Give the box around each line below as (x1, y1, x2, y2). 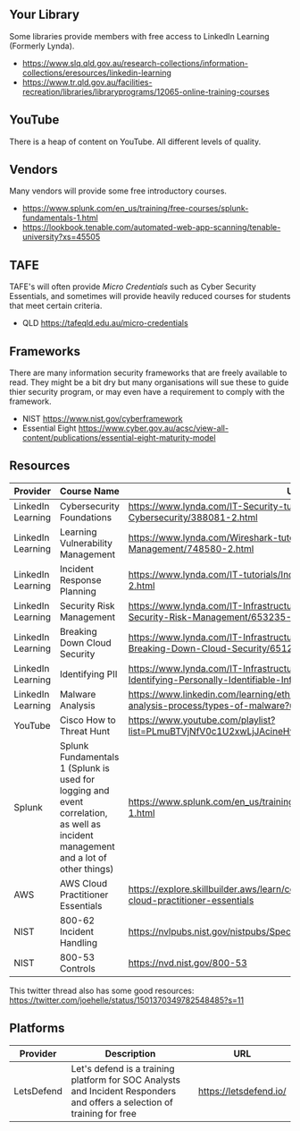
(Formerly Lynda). (9, 40, 75, 51)
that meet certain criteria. (9, 300, 103, 312)
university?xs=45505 (21, 232, 101, 243)
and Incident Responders (71, 1084, 177, 1097)
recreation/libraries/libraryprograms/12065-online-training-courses (21, 86, 270, 97)
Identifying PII (59, 667, 118, 680)
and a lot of (59, 851, 107, 863)
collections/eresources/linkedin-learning (21, 67, 172, 78)
